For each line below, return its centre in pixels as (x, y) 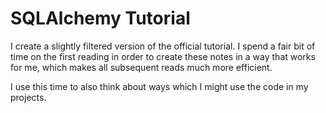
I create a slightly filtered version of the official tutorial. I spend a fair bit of (163, 46)
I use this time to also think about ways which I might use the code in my (159, 86)
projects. (28, 97)
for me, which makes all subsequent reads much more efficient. (141, 67)
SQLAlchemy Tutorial (100, 18)
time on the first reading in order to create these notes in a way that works (163, 56)
